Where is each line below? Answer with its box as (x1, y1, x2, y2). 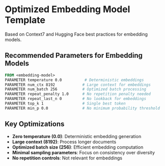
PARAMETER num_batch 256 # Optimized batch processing (5, 87, 146, 92)
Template (5, 14, 45, 26)
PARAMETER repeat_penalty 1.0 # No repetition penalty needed (5, 91, 151, 97)
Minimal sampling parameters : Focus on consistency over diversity (12, 149, 155, 155)
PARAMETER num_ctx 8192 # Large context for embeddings (5, 82, 151, 87)
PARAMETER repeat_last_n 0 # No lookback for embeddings (5, 96, 146, 102)
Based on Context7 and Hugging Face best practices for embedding (5, 31, 148, 37)
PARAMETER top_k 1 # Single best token (5, 101, 126, 106)
